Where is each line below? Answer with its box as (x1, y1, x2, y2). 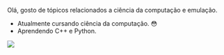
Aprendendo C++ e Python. (17, 27, 97, 35)
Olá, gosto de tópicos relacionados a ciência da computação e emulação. (7, 6, 218, 14)
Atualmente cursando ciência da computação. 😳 (17, 19, 158, 27)
